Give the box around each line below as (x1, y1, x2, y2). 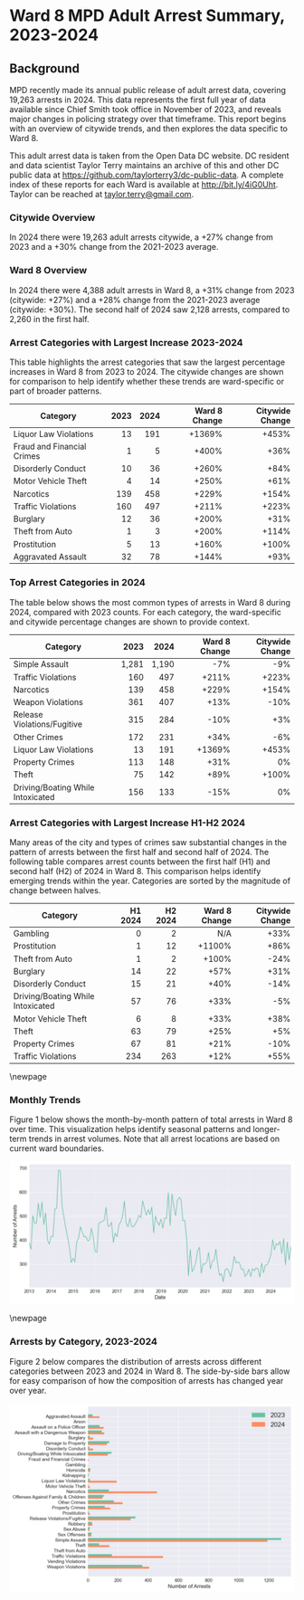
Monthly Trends (9, 1093, 81, 1106)
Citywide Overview (9, 211, 96, 224)
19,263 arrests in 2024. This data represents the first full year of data (9, 94, 267, 105)
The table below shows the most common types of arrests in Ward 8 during (9, 596, 291, 607)
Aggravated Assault (13, 551, 88, 562)
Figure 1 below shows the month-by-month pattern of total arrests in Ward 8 (9, 1114, 293, 1125)
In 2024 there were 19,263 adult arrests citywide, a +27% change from (9, 232, 274, 243)
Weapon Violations (13, 697, 83, 708)
